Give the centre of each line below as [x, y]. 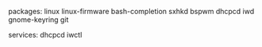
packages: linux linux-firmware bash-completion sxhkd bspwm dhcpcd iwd [131, 11]
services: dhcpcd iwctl [45, 35]
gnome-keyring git [39, 20]
